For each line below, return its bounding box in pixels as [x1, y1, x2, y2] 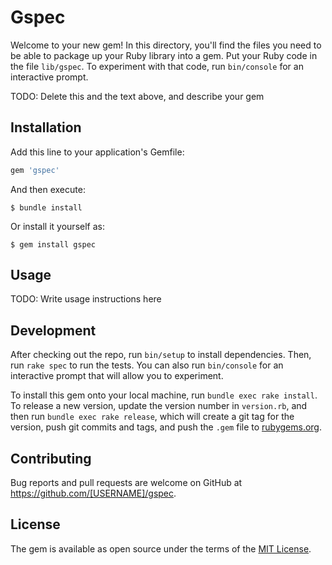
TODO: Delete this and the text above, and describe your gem [10, 90, 265, 102]
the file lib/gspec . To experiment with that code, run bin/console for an [10, 60, 304, 72]
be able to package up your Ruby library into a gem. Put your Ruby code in [10, 49, 318, 61]
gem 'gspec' [10, 165, 60, 175]
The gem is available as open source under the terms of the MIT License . [10, 542, 312, 555]
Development [10, 322, 97, 339]
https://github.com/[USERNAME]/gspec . [10, 487, 177, 500]
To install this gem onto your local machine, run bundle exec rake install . [10, 389, 318, 401]
